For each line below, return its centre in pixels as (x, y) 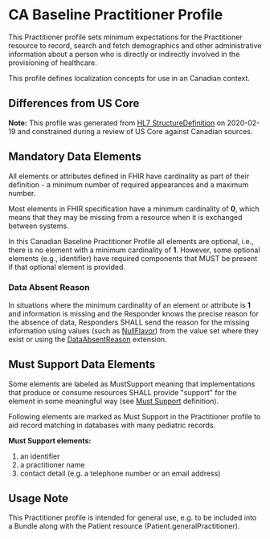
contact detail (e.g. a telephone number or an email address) (120, 473)
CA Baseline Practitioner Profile (116, 15)
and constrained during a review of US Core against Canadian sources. (135, 131)
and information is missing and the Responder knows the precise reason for (134, 313)
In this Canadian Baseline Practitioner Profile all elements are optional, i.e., (131, 241)
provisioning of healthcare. (53, 63)
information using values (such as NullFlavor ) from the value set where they (134, 330)
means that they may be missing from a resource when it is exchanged (125, 217)
